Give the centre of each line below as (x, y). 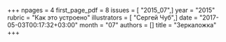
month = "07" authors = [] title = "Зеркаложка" (148, 25)
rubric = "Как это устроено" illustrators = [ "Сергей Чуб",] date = (103, 17)
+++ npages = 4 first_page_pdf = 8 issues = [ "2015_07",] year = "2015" (111, 10)
